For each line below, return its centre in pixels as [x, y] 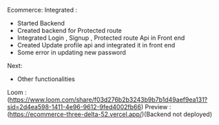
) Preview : [156, 107]
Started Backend [41, 23]
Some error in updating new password [71, 52]
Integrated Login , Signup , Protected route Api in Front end [101, 38]
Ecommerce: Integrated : [42, 10]
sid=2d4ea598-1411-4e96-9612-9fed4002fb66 [74, 107]
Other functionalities [46, 79]
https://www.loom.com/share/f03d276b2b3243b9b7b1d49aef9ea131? [108, 100]
